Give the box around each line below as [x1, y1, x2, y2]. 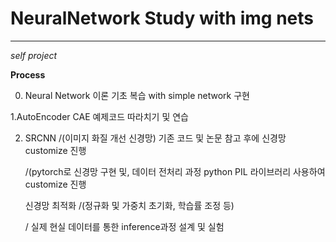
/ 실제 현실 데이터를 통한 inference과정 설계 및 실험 [24, 220, 225, 232]
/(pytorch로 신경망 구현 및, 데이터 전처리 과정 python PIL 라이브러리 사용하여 [24, 165, 326, 177]
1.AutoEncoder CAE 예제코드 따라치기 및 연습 [10, 110, 189, 122]
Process [10, 68, 46, 81]
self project [10, 49, 58, 61]
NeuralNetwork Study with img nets [10, 7, 314, 30]
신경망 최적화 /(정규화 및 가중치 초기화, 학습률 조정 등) [24, 199, 235, 211]
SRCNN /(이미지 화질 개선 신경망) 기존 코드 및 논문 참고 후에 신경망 [24, 132, 287, 144]
